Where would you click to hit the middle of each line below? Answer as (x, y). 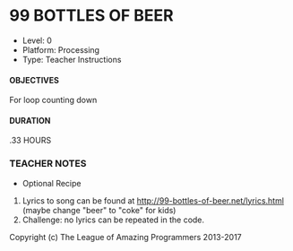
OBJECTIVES (34, 80)
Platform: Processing (61, 49)
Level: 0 (37, 40)
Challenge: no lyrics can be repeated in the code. (113, 220)
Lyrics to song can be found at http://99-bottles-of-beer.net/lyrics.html (153, 200)
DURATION (30, 120)
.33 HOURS (30, 141)
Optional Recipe (52, 183)
